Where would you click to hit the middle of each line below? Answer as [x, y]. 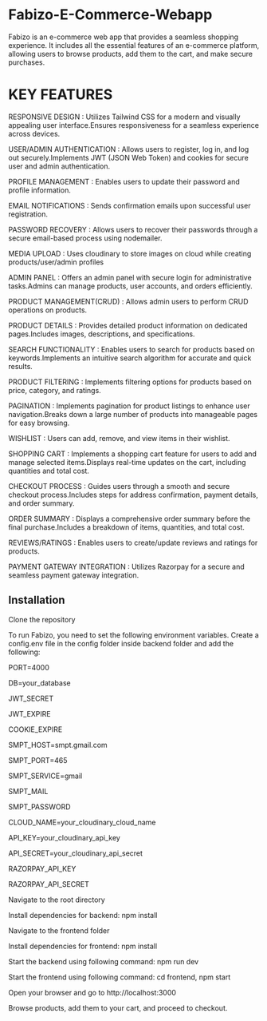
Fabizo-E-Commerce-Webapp [110, 15]
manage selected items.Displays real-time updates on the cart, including [127, 462]
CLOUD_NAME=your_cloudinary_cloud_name [82, 822]
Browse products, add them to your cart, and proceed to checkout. [118, 1007]
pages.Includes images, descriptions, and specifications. [102, 334]
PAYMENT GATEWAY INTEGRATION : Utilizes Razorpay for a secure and [126, 566]
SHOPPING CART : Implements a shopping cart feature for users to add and [133, 454]
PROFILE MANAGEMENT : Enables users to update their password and [124, 181]
